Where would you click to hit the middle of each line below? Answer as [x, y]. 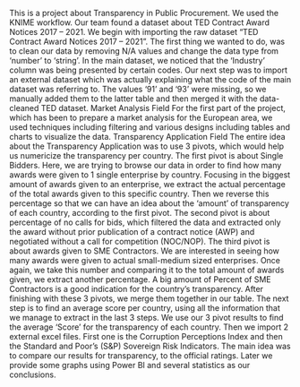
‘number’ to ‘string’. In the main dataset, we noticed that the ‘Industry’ [137, 60]
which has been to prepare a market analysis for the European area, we [141, 117]
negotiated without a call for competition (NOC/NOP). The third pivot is [140, 241]
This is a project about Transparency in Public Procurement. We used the [144, 13]
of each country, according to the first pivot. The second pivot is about [140, 213]
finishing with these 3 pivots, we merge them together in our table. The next [149, 298]
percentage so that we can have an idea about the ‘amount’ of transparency [149, 203]
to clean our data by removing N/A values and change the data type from [144, 51]
